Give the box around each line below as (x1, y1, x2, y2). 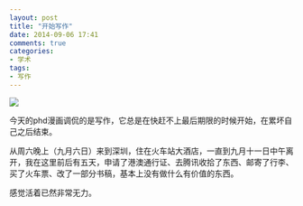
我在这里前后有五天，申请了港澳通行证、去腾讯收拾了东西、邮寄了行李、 (24, 156, 294, 167)
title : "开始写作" (9, 22, 74, 31)
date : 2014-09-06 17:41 (9, 30, 99, 39)
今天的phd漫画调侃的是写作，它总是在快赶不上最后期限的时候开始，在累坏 (9, 115, 285, 126)
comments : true (9, 38, 67, 48)
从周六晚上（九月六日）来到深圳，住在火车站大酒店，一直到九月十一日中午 (9, 145, 286, 156)
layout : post (9, 13, 59, 23)
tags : (9, 64, 30, 73)
